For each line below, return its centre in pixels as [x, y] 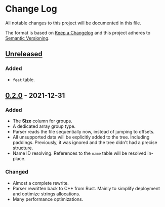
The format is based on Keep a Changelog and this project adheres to [78, 32]
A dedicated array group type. [44, 126]
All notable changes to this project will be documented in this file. [73, 23]
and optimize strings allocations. [46, 194]
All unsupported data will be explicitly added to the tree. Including [81, 137]
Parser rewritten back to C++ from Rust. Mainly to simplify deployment [86, 188]
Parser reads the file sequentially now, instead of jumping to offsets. [84, 132]
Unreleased [24, 54]
